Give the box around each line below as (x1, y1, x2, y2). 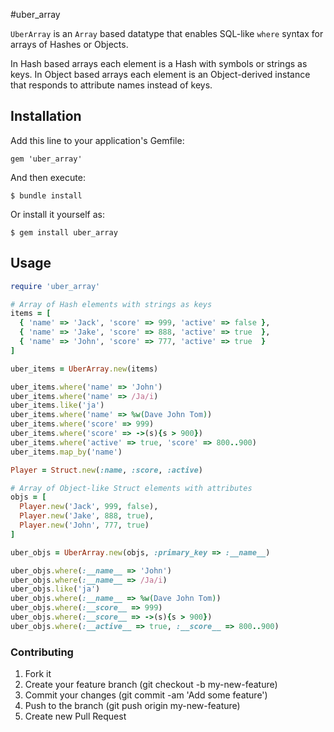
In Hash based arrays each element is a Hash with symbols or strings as (10, 58, 308, 69)
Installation (10, 108, 82, 125)
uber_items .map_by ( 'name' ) (10, 447, 123, 457)
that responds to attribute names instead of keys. (10, 79, 213, 91)
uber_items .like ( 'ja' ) (10, 400, 105, 411)
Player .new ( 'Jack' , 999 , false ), (19, 502, 159, 512)
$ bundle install (10, 190, 83, 201)
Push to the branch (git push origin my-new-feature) (24, 700, 241, 712)
